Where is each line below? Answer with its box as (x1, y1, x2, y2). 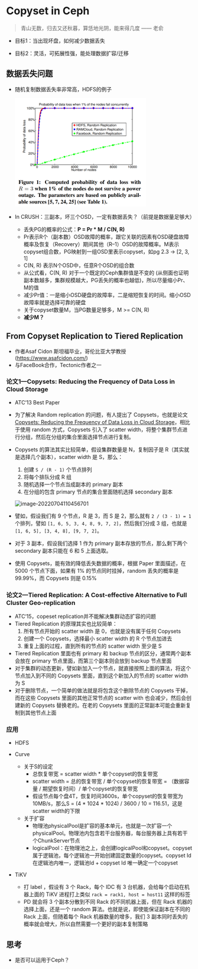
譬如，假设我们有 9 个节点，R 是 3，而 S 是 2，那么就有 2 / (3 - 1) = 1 (14, 512, 191, 519)
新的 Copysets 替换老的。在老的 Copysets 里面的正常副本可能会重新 (20, 702, 186, 709)
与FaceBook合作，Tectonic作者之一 (14, 361, 102, 368)
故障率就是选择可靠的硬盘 (23, 298, 86, 306)
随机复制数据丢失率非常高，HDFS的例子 (14, 85, 112, 93)
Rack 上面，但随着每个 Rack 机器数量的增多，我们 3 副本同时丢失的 (23, 913, 188, 920)
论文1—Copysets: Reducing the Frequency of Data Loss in (6, 378, 176, 386)
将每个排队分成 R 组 (23, 473, 72, 480)
